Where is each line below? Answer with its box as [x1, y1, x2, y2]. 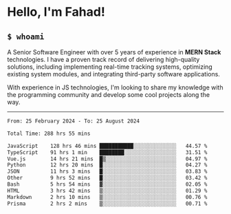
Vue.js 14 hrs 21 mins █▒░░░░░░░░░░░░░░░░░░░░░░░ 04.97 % [7, 156, 208, 162]
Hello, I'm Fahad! [7, 4, 105, 20]
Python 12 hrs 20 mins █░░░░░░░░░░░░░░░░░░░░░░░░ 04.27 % [7, 162, 208, 169]
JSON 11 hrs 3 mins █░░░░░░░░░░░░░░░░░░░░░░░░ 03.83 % [7, 168, 208, 175]
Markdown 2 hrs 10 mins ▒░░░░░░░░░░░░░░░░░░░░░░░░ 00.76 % [7, 193, 208, 200]
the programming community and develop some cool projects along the [7, 91, 210, 98]
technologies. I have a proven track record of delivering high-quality [7, 56, 200, 63]
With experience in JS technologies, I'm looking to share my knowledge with [7, 83, 223, 92]
